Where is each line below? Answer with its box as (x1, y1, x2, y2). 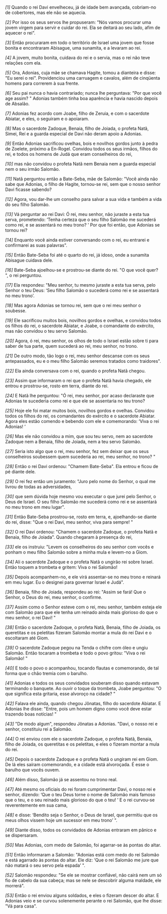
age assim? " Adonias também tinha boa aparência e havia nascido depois (5, 95, 158, 101)
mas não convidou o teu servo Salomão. (5, 328, 88, 334)
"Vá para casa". (5, 903, 37, 909)
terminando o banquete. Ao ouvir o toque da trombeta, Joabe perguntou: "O (5, 685, 162, 691)
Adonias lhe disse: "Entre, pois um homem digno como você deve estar (5, 706, 152, 712)
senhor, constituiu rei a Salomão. (5, 726, 72, 732)
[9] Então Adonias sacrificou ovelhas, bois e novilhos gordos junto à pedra (5, 140, 158, 146)
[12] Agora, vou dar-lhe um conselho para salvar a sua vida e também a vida (5, 196, 162, 202)
